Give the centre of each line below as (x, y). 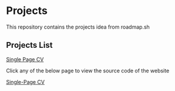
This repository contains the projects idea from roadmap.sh (78, 27)
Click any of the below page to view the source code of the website (88, 71)
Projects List (29, 45)
